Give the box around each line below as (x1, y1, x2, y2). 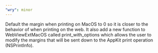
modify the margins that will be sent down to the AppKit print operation (5, 37, 153, 43)
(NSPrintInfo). (5, 42, 34, 48)
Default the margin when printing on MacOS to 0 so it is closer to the (5, 21, 148, 27)
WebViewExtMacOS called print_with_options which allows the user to (5, 31, 152, 37)
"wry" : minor (5, 7, 33, 12)
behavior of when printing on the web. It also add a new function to (5, 26, 145, 32)
